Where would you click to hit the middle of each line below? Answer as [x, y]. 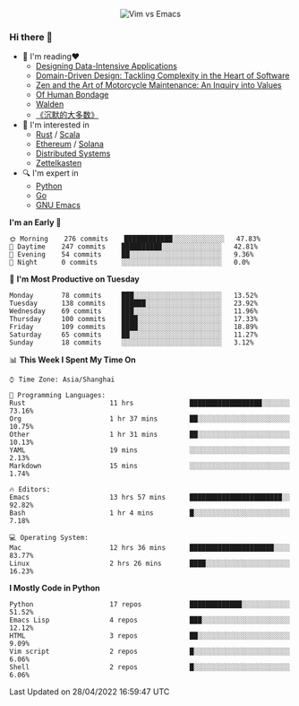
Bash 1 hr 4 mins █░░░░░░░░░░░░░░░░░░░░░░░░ [150, 513]
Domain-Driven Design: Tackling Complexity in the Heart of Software [162, 75]
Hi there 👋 [31, 37]
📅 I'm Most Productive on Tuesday [75, 279]
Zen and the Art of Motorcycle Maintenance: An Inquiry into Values [158, 85]
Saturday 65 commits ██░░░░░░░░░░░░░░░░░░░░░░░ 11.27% [133, 335]
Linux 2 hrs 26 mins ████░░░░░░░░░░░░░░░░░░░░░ [150, 564]
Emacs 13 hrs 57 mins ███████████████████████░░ [150, 498]
